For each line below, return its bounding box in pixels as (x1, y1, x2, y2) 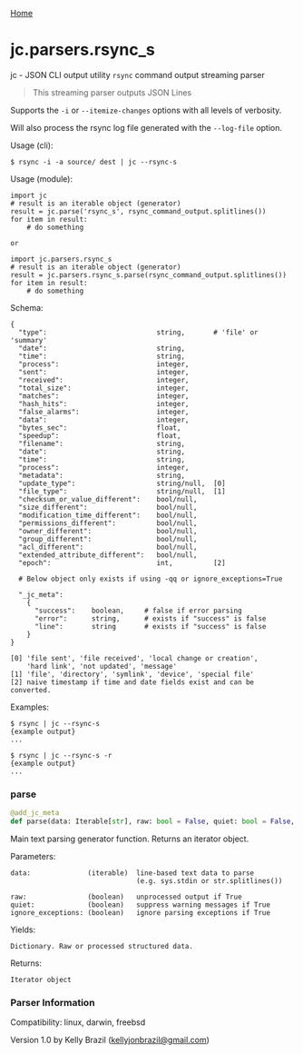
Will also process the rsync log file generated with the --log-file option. (10, 122, 283, 133)
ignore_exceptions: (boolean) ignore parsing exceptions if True (10, 908, 271, 917)
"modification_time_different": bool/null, (18, 511, 198, 520)
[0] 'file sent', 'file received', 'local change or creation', (10, 653, 259, 662)
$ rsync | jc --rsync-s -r (10, 751, 112, 760)
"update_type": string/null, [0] (18, 479, 226, 488)
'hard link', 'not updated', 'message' (26, 661, 178, 671)
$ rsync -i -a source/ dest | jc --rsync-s (10, 157, 178, 166)
